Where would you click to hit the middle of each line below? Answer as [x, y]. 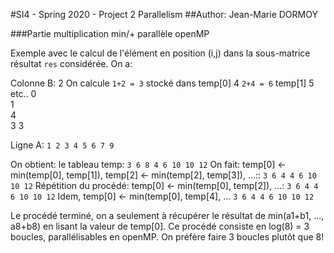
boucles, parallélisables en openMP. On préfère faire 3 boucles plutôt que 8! [167, 237]
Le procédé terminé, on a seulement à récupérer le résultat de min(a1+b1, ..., [167, 215]
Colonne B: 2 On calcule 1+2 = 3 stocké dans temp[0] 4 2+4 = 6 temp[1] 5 [162, 83]
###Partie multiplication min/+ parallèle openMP [110, 33]
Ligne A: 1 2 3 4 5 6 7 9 [62, 145]
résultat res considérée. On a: [71, 63]
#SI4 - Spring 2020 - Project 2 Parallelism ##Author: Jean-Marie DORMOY [164, 14]
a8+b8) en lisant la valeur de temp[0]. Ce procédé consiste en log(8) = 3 [160, 226]
